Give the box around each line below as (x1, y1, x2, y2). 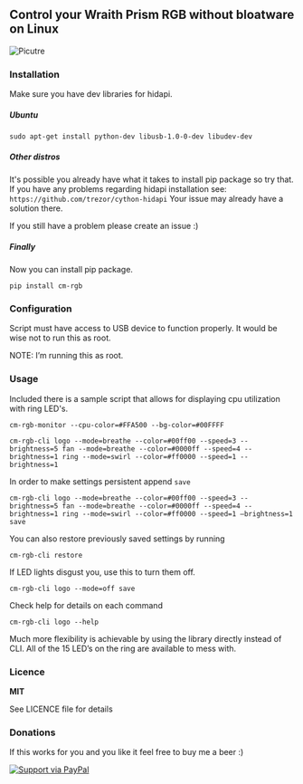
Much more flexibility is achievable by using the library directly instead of (9, 633, 282, 644)
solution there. (9, 203, 63, 214)
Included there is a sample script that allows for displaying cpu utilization (9, 393, 280, 404)
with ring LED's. (9, 403, 69, 414)
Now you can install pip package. (9, 264, 134, 275)
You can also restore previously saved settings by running (9, 533, 225, 544)
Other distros (9, 151, 61, 162)
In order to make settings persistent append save (9, 475, 192, 487)
